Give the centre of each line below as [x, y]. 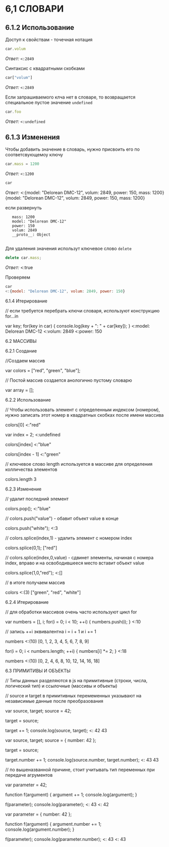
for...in [12, 316]
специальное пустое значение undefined [49, 102]
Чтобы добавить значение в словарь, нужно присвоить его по [73, 149]
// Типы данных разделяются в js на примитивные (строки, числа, [76, 680]
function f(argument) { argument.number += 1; [53, 824]
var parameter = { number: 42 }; [39, 814]
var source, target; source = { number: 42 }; [51, 740]
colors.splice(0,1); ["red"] [31, 548]
